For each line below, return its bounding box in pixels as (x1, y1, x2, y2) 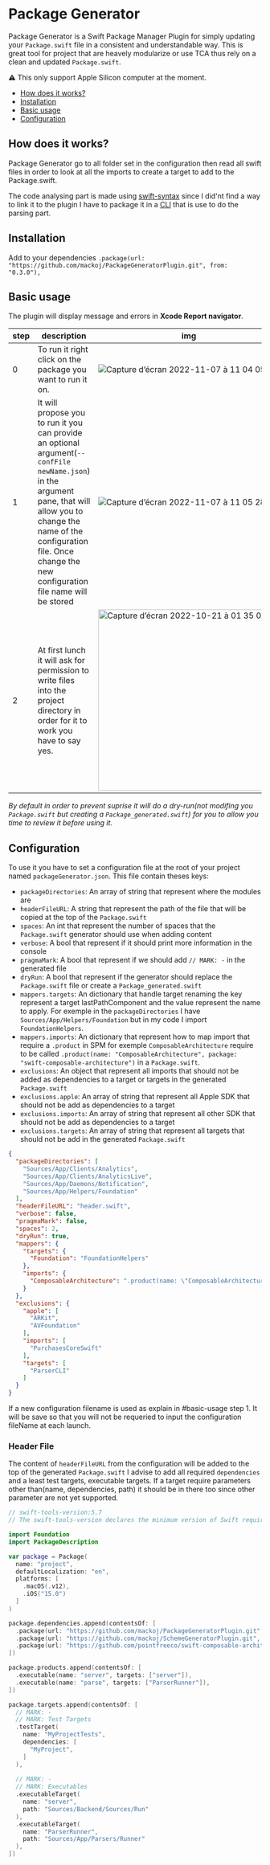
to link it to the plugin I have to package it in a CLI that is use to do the (8, 199, 239, 209)
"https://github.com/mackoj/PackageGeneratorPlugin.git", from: (8, 261, 228, 269)
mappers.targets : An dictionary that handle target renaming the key (19, 989, 243, 999)
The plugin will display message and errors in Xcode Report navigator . (8, 311, 243, 321)
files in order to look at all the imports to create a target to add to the (8, 166, 235, 177)
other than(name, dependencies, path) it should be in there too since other (8, 1484, 256, 1495)
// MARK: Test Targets (15, 1716, 92, 1724)
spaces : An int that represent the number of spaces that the (19, 921, 216, 930)
